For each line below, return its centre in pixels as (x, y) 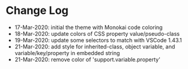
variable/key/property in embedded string (67, 53)
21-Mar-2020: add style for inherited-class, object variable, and (95, 47)
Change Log (37, 11)
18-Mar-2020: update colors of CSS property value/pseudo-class (97, 33)
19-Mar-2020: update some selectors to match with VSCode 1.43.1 (98, 40)
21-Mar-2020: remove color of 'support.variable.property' (87, 59)
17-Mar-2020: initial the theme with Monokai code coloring (88, 27)
